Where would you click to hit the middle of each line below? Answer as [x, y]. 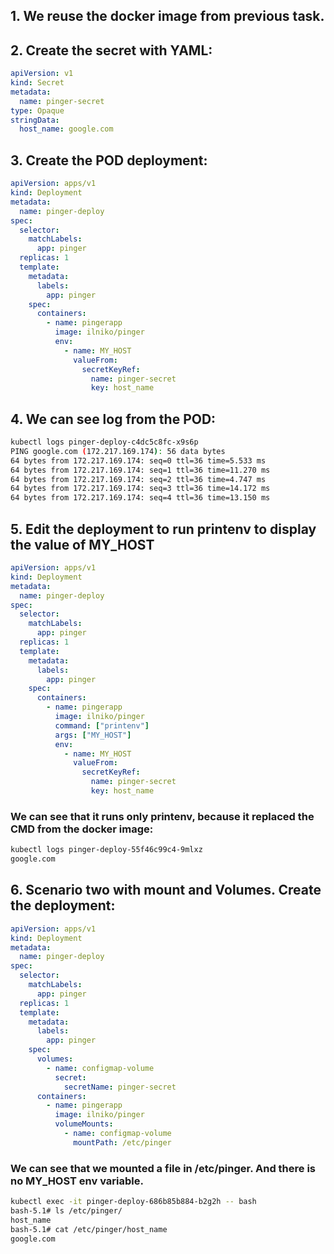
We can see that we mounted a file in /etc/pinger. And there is [163, 1168]
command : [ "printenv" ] [102, 725]
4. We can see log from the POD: [113, 419]
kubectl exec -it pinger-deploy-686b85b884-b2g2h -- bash [133, 1202]
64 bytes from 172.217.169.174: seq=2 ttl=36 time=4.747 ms [138, 479]
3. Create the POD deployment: [109, 160]
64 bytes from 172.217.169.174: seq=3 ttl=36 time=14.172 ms [140, 489]
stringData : [35, 120]
